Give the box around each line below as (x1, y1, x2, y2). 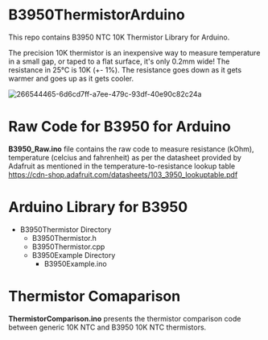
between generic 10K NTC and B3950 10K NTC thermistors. (8, 322, 207, 332)
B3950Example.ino (43, 259, 107, 268)
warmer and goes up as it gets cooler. (8, 73, 134, 83)
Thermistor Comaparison (8, 288, 181, 305)
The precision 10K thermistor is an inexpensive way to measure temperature (8, 48, 261, 57)
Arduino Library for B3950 (8, 198, 188, 217)
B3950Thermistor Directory (19, 224, 112, 234)
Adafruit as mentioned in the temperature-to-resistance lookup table (8, 161, 236, 171)
